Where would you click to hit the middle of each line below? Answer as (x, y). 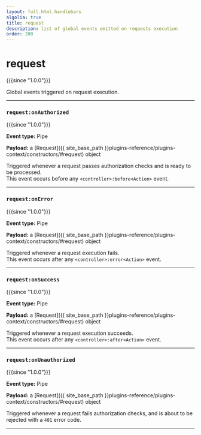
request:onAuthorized (38, 112)
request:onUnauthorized (41, 360)
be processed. (24, 172)
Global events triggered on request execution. (63, 92)
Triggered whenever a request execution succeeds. (70, 333)
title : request (25, 23)
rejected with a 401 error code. (44, 420)
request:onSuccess (33, 279)
